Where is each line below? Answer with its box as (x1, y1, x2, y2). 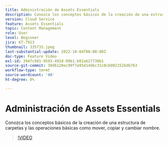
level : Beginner (5, 35, 39, 40)
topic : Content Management (5, 26, 61, 31)
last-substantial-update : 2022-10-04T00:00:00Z (5, 49, 106, 54)
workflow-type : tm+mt (5, 68, 50, 73)
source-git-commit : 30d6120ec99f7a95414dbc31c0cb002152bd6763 (5, 63, 137, 68)
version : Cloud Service (5, 16, 55, 21)
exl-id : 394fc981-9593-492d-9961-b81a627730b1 (5, 58, 104, 63)
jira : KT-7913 (5, 40, 35, 45)
